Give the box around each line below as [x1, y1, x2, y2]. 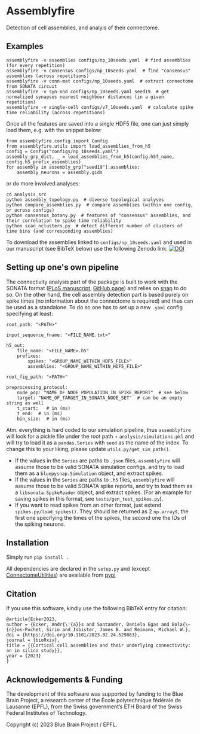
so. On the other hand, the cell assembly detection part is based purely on [6, 291, 189, 298]
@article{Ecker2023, [6, 616, 58, 623]
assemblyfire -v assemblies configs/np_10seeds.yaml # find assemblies [6, 57, 191, 63]
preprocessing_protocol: [6, 384, 68, 390]
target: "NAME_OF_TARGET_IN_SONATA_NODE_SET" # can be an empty [17, 395, 183, 401]
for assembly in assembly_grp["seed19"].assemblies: [6, 164, 140, 170]
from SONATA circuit [6, 83, 58, 89]
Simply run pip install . [6, 553, 69, 561]
